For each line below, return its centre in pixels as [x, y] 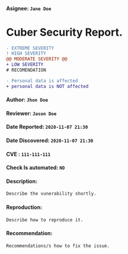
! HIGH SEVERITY [26, 53]
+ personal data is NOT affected [47, 86]
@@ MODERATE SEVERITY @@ [37, 59]
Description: [22, 181]
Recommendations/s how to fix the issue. [58, 246]
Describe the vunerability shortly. [51, 194]
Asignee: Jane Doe [29, 8]
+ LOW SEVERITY [25, 65]
